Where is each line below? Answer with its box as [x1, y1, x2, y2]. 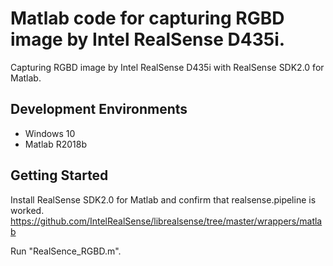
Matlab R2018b [24, 138, 87, 150]
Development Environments [10, 101, 188, 118]
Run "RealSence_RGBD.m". [10, 245, 122, 257]
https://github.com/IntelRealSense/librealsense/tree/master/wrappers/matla [10, 215, 323, 227]
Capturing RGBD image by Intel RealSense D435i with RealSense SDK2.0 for [10, 61, 325, 73]
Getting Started [10, 167, 109, 184]
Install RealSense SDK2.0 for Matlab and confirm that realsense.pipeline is [10, 193, 317, 206]
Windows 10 [24, 127, 76, 139]
